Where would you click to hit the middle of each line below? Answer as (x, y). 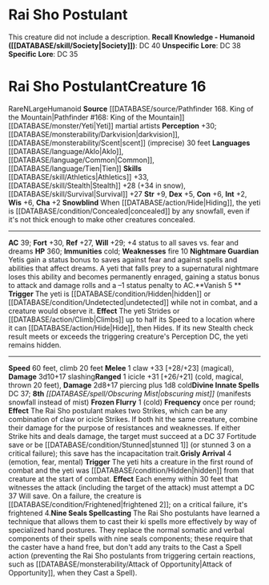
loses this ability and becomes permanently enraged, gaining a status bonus (134, 276)
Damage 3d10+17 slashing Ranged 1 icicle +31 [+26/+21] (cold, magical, (126, 376)
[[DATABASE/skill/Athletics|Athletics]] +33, (79, 177)
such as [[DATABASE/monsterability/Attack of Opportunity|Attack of (120, 564)
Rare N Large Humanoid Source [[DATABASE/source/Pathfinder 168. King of (131, 108)
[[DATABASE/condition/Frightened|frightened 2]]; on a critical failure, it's (128, 504)
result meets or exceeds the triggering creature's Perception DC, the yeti (128, 336)
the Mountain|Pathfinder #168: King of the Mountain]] (96, 117)
